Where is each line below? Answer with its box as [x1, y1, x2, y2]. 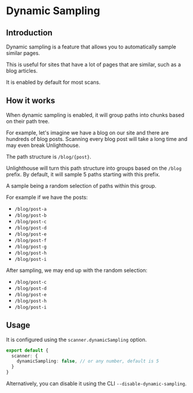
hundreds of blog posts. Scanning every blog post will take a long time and [6, 135, 188, 142]
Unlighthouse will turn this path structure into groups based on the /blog [6, 164, 182, 172]
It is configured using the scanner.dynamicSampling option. [6, 336, 147, 343]
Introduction [6, 28, 53, 38]
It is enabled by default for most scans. [6, 78, 101, 86]
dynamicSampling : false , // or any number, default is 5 [16, 358, 159, 364]
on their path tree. [6, 117, 50, 125]
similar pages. [6, 50, 40, 57]
